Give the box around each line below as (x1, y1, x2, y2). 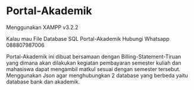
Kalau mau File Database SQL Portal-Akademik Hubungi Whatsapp (6, 35, 170, 42)
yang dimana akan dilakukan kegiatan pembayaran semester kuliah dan (6, 59, 182, 66)
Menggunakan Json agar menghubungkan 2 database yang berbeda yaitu (6, 72, 189, 79)
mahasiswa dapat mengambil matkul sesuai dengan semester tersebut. (6, 65, 181, 72)
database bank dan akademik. (6, 78, 80, 85)
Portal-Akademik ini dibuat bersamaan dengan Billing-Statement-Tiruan (6, 53, 182, 60)
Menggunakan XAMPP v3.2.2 (6, 24, 79, 31)
